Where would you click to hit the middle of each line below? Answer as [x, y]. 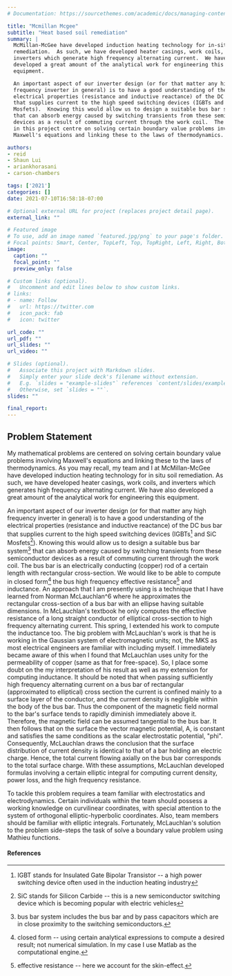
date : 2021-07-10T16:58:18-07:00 [55, 199]
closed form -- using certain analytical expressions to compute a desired [121, 937]
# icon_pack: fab [35, 313]
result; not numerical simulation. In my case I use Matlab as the [107, 944]
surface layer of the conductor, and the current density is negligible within [113, 699]
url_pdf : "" [24, 339]
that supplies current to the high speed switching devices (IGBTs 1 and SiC [112, 533]
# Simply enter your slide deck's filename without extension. [103, 377]
